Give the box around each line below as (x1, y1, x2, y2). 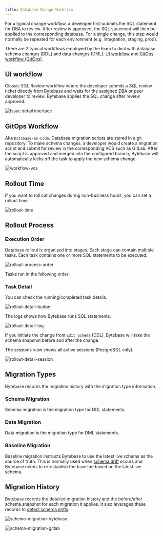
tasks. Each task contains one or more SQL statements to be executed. (5, 252, 148, 258)
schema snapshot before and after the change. (5, 337, 100, 343)
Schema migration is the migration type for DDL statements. (5, 407, 125, 412)
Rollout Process (5, 221, 54, 229)
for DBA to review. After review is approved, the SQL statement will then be (5, 25, 156, 32)
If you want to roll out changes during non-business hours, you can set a (5, 192, 151, 198)
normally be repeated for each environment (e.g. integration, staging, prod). (5, 36, 158, 42)
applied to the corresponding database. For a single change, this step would (5, 31, 158, 37)
